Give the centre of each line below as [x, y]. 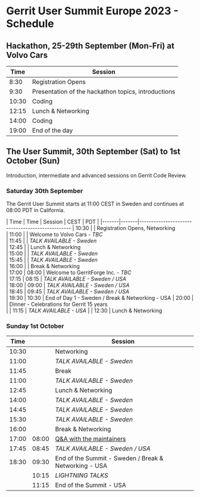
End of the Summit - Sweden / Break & [109, 458]
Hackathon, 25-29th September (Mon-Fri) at [90, 46]
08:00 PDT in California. [36, 210]
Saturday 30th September [45, 191]
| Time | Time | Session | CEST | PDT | [53, 222]
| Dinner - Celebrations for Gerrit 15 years [57, 304]
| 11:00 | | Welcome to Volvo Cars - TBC [54, 235]
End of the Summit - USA [90, 485]
